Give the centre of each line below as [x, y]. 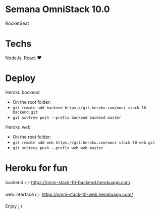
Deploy [20, 78]
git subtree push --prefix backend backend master [67, 117]
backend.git [25, 112]
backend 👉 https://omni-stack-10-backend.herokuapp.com [68, 182]
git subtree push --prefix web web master [58, 148]
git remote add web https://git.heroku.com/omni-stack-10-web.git [84, 143]
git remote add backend [38, 108]
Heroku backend [22, 92]
